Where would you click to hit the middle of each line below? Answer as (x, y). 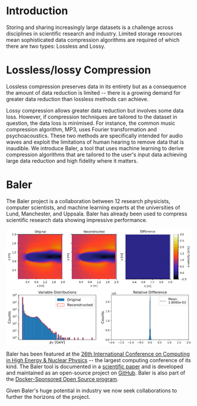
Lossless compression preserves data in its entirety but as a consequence (96, 86)
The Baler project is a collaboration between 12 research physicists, (88, 201)
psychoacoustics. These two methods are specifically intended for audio (94, 136)
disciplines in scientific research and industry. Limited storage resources (94, 33)
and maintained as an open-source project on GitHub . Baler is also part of (96, 373)
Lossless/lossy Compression (79, 70)
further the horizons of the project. (48, 397)
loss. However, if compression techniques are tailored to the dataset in (92, 117)
